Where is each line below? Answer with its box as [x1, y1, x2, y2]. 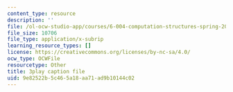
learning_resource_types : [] [7, 42, 92, 49]
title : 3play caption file [7, 68, 85, 75]
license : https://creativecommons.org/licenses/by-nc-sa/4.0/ [7, 49, 191, 56]
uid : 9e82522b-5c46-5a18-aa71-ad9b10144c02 [7, 74, 135, 82]
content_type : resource [7, 10, 76, 17]
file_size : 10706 [7, 29, 58, 37]
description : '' [7, 17, 54, 24]
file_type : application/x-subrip [7, 36, 104, 43]
